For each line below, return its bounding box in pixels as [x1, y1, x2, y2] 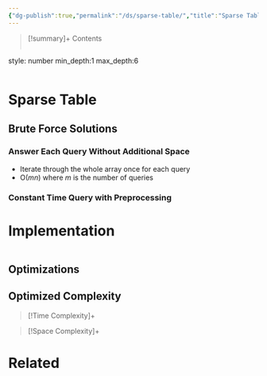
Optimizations [8, 262, 79, 276]
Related [8, 354, 60, 372]
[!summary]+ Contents [27, 33, 103, 43]
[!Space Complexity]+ [27, 326, 100, 335]
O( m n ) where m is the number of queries [19, 172, 153, 182]
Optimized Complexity [8, 289, 122, 303]
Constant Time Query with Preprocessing [8, 192, 172, 204]
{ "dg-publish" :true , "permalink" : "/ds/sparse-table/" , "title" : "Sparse [8, 11, 244, 20]
